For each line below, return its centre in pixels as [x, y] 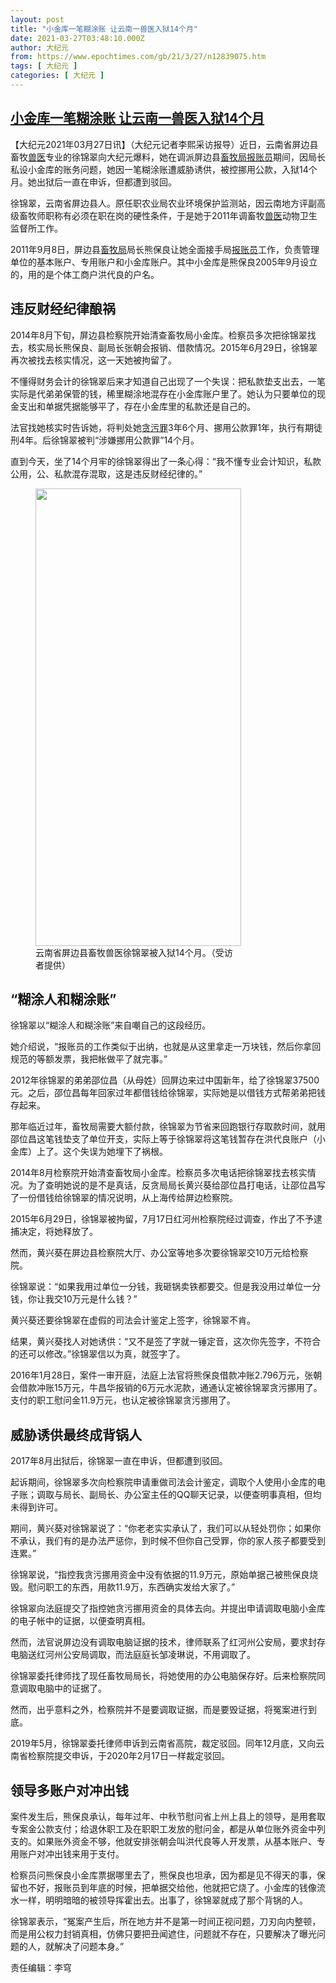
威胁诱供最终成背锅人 [76, 1434]
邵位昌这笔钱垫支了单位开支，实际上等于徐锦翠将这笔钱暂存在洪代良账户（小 [168, 1139]
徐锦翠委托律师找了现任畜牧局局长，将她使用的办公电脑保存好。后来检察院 [163, 1676]
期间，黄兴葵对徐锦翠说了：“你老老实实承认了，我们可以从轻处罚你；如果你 [166, 1528]
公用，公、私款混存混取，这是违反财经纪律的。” [106, 473]
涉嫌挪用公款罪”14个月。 [149, 440]
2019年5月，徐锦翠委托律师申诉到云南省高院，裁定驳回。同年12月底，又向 [163, 1743]
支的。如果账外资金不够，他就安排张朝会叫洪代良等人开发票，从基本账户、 [163, 1841]
